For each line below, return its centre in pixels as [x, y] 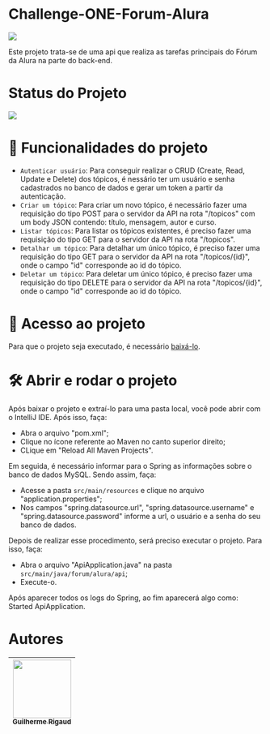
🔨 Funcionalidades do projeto [108, 148]
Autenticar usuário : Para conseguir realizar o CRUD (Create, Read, [132, 170]
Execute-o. [38, 582]
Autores [36, 639]
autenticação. [43, 196]
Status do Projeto [67, 93]
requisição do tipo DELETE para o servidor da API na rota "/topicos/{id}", [141, 282]
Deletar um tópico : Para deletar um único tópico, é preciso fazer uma [136, 273]
